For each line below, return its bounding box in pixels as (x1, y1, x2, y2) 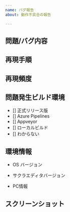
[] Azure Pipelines (12, 113, 50, 119)
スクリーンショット (5, 199, 64, 208)
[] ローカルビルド (12, 125, 48, 131)
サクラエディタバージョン (12, 172, 65, 179)
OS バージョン (12, 162, 43, 168)
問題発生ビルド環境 (5, 93, 65, 102)
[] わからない (12, 131, 39, 137)
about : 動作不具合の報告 (5, 12, 51, 17)
